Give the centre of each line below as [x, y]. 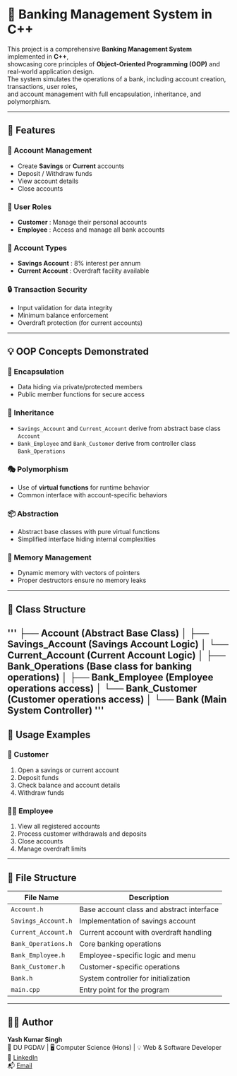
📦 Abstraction [33, 514]
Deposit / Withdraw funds [55, 173]
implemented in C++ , [38, 57]
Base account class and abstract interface [149, 909]
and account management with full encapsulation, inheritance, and [104, 94]
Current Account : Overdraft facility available [83, 271]
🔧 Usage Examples [49, 734]
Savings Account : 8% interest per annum [79, 264]
